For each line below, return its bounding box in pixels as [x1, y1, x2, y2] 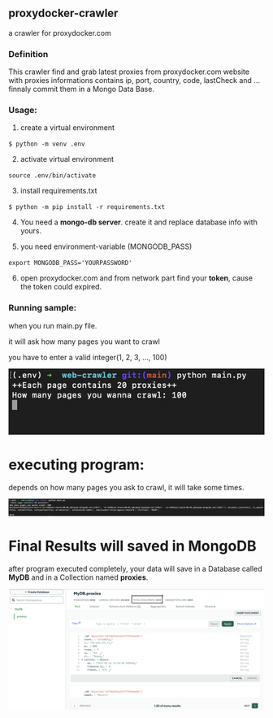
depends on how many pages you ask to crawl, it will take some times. [8, 483, 245, 493]
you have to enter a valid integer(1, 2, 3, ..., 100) [8, 352, 168, 362]
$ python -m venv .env [8, 140, 85, 149]
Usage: [8, 105, 38, 116]
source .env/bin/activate [8, 172, 96, 180]
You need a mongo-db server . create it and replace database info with [19, 217, 258, 227]
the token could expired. [19, 282, 102, 292]
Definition [8, 48, 49, 59]
